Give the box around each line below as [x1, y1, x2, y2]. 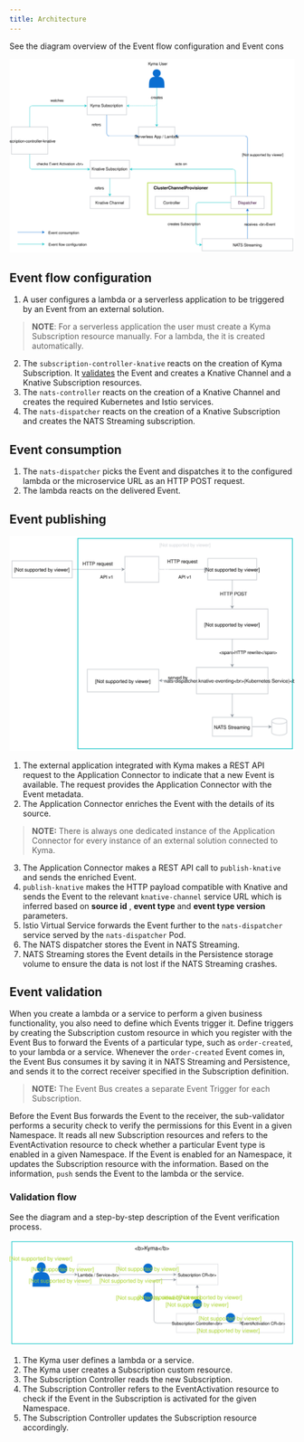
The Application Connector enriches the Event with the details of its [22, 798, 275, 809]
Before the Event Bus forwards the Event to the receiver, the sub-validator [9, 1111, 285, 1122]
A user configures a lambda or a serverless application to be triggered [22, 294, 285, 305]
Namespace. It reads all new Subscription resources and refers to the [9, 1130, 269, 1141]
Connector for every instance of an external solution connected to [31, 835, 279, 846]
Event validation [9, 984, 102, 1000]
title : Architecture [9, 14, 88, 24]
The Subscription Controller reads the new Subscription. [22, 1373, 233, 1384]
